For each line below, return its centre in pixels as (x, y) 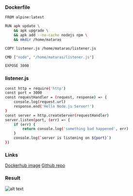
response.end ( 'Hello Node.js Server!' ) (54, 106)
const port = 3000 (23, 93)
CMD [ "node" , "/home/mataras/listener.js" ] (50, 57)
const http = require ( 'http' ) (36, 88)
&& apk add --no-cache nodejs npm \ (51, 35)
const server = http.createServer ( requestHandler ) (57, 115)
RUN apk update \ (22, 26)
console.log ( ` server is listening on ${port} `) (62, 138)
